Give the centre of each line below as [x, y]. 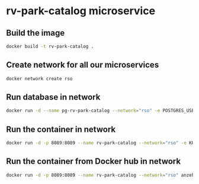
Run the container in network [61, 129]
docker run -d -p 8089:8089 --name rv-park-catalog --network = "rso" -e [96, 143]
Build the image [36, 33]
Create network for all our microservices [83, 65]
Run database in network [53, 97]
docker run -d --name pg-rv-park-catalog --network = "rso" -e [83, 111]
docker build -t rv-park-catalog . [50, 46]
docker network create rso [39, 78]
